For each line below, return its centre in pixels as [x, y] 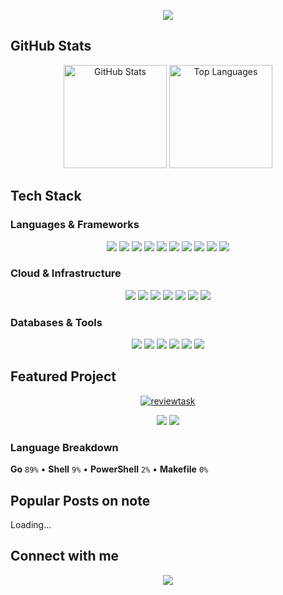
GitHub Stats [51, 46]
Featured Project [63, 376]
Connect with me [65, 556]
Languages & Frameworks [75, 225]
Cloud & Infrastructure [66, 273]
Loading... [31, 525]
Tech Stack [46, 196]
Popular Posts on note [80, 500]
